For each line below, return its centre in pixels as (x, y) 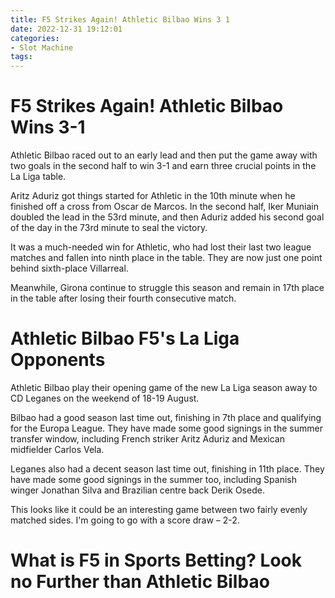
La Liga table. (38, 177)
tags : (21, 57)
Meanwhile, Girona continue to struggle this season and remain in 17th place (167, 288)
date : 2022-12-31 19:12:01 (66, 29)
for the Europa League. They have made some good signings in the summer (166, 428)
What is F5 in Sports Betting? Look (156, 560)
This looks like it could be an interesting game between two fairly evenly (159, 509)
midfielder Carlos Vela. (57, 449)
